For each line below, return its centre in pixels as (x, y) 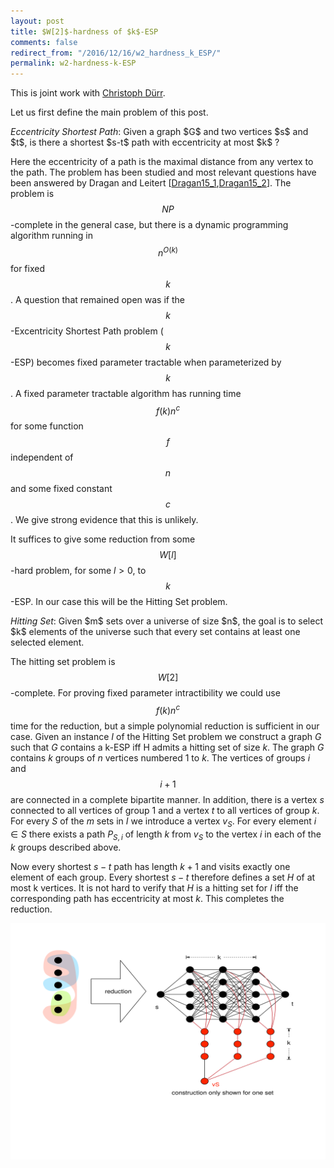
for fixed (28, 268)
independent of (42, 457)
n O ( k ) (168, 252)
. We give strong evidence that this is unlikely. (104, 520)
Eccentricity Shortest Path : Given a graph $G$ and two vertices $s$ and (159, 132)
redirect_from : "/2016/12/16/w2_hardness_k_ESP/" (116, 53)
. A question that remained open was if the (97, 299)
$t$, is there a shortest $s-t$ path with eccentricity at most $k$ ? (145, 142)
